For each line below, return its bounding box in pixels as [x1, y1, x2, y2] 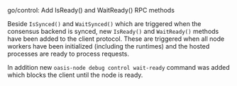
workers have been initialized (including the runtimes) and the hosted [7, 42, 210, 50]
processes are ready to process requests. [7, 49, 130, 58]
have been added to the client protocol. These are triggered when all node [7, 35, 225, 43]
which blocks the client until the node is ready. [7, 70, 143, 79]
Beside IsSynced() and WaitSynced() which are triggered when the [7, 20, 202, 27]
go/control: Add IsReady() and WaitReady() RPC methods [7, 6, 175, 14]
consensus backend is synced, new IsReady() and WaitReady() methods [7, 27, 219, 35]
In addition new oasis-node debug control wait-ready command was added [7, 63, 230, 71]
